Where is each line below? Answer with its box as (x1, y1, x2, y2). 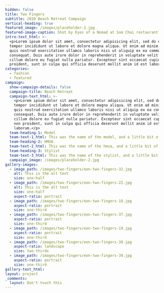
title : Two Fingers (5, 12, 45, 17)
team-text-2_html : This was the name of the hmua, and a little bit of (9, 144, 159, 149)
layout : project (5, 271, 38, 276)
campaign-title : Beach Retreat (9, 89, 73, 94)
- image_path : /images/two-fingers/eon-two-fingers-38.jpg (9, 240, 132, 244)
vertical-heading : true (5, 21, 54, 26)
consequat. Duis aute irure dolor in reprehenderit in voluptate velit (9, 52, 159, 58)
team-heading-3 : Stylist (9, 148, 60, 153)
